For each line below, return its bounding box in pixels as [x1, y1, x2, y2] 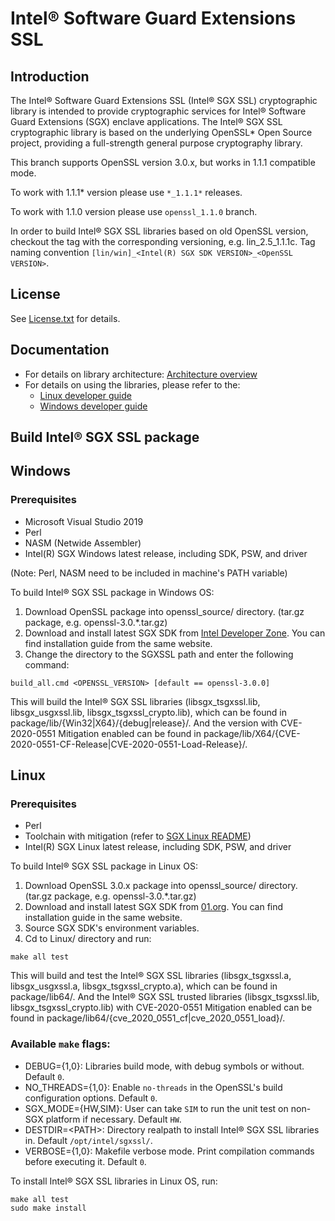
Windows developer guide [39, 400, 148, 412]
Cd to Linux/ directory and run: [24, 933, 152, 945]
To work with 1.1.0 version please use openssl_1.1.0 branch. [10, 206, 258, 217]
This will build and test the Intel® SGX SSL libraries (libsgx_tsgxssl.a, [10, 970, 292, 982]
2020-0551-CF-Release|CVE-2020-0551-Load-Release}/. [10, 738, 248, 750]
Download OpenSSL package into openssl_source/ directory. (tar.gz [24, 605, 305, 617]
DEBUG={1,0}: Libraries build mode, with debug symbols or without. [24, 1060, 305, 1072]
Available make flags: [10, 1037, 111, 1051]
